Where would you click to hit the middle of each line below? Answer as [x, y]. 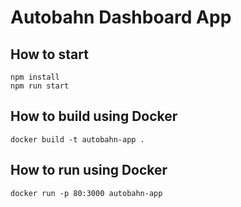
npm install [35, 77]
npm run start [40, 86]
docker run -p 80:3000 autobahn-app [86, 193]
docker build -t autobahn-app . [77, 139]
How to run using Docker [89, 170]
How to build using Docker [94, 116]
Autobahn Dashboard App [121, 17]
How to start [49, 54]
